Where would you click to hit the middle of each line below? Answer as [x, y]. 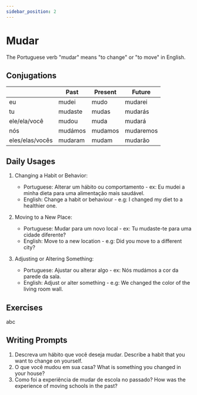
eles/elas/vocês [31, 140]
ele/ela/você [26, 121]
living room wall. [43, 289]
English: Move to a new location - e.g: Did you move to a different [103, 241]
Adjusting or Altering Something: [54, 259]
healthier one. [40, 206]
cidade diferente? [45, 235]
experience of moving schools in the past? [66, 386]
